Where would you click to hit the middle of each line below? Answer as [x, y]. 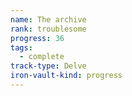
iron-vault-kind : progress [66, 76]
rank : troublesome [48, 29]
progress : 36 [37, 38]
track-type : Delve [48, 66]
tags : [21, 47]
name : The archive [48, 19]
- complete [42, 57]
